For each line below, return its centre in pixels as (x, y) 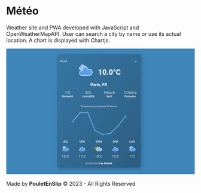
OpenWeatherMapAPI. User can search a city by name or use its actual (94, 33)
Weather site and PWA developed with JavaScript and (73, 27)
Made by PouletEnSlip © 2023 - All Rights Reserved (71, 183)
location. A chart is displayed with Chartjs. (58, 40)
